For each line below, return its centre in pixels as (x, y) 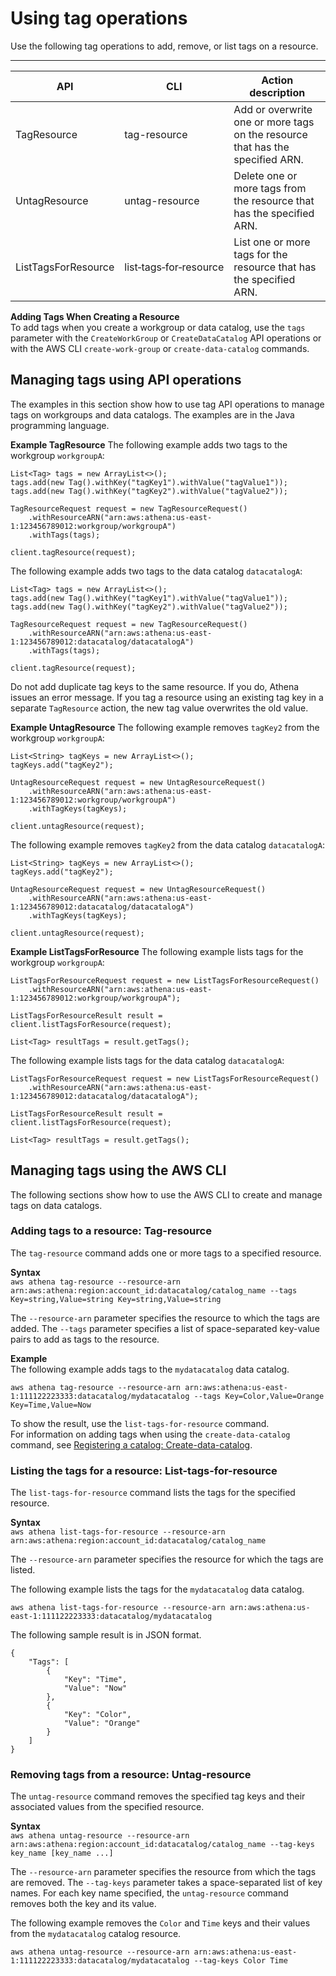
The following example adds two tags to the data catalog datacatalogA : (156, 571)
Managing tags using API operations (126, 380)
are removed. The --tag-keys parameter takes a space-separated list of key (166, 1883)
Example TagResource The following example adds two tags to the (149, 444)
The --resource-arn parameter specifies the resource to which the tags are (165, 1318)
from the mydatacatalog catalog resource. (96, 1934)
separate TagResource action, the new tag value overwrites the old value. (159, 708)
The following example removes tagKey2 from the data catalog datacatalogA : (167, 844)
